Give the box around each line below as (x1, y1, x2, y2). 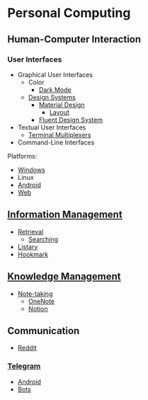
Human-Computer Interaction (7, 33, 142, 45)
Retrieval (17, 227, 44, 236)
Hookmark (17, 250, 48, 258)
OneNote (28, 297, 55, 305)
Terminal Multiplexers (28, 130, 91, 139)
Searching (28, 235, 59, 244)
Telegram (7, 361, 41, 371)
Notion (28, 304, 48, 313)
